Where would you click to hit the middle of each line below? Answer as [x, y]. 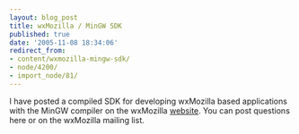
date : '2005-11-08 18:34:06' [64, 42]
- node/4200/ [34, 68]
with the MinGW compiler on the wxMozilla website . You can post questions [149, 110]
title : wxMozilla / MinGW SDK [66, 26]
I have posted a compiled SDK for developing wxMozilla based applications [148, 101]
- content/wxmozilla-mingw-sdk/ [70, 59]
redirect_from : [38, 51]
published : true [40, 34]
